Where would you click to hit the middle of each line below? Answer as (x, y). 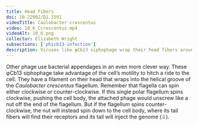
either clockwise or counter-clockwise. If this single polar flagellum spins (95, 91)
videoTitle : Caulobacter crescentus (51, 22)
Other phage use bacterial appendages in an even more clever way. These (97, 67)
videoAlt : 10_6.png (30, 34)
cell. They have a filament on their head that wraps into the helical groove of (98, 79)
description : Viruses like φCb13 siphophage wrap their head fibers (92, 50)
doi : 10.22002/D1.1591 (34, 17)
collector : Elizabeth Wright (42, 39)
